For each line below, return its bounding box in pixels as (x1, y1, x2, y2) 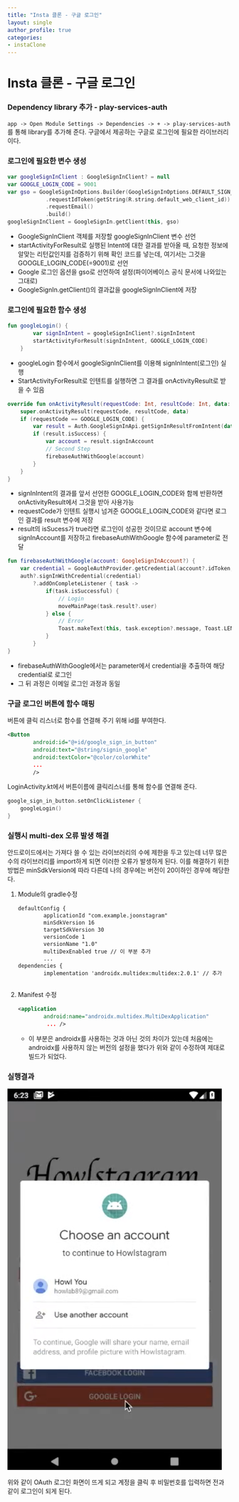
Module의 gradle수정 (17, 890, 78, 899)
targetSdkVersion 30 (43, 927, 105, 934)
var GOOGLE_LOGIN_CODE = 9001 (7, 181, 97, 188)
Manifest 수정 (17, 991, 57, 999)
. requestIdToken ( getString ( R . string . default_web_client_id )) (45, 196, 231, 203)
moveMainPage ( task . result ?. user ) (58, 602, 158, 609)
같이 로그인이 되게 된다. (7, 1487, 73, 1496)
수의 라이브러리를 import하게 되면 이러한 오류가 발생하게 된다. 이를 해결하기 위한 (7, 857, 230, 865)
